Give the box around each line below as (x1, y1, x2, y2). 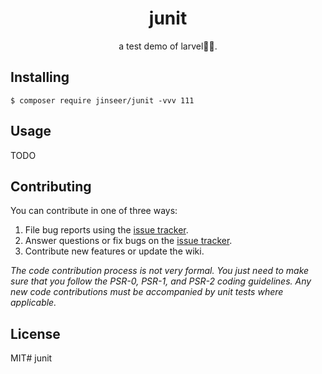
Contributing (10, 178, 92, 195)
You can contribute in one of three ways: (10, 205, 178, 217)
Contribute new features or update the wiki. (24, 245, 205, 257)
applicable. (10, 297, 57, 309)
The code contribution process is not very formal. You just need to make (10, 265, 310, 277)
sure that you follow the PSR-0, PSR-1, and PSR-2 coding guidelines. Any (10, 275, 312, 287)
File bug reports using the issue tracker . (24, 224, 189, 236)
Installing (10, 69, 70, 86)
